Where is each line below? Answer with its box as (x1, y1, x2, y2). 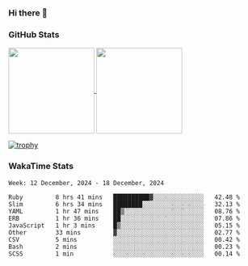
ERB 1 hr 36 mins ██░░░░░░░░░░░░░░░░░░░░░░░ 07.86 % (8, 214, 241, 222)
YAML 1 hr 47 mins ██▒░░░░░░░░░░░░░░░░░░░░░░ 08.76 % (8, 207, 241, 215)
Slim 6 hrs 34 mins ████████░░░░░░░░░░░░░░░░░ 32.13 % (8, 200, 241, 209)
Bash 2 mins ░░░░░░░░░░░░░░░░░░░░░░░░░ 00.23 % (8, 243, 241, 251)
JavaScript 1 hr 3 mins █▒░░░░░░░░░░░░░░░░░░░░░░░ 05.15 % (8, 222, 241, 230)
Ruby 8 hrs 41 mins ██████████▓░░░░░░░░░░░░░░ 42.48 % (8, 193, 241, 201)
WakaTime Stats (8, 161, 74, 172)
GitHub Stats (8, 28, 60, 40)
